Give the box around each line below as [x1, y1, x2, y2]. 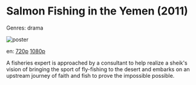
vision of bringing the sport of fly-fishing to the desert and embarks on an [6, 65, 191, 73]
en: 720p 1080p [6, 47, 45, 55]
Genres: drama [6, 24, 44, 31]
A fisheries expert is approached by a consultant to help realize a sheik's [6, 59, 188, 66]
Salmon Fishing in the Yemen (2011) [6, 4, 189, 18]
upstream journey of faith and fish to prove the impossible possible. [6, 72, 175, 79]
